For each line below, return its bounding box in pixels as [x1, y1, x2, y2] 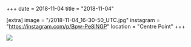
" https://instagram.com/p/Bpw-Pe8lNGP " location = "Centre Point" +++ [6, 23, 186, 30]
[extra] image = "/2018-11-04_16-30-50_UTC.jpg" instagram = [6, 17, 161, 23]
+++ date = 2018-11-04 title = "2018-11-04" [6, 5, 114, 12]
